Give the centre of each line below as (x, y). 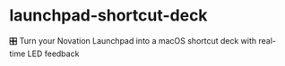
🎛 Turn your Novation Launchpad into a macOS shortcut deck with (133, 40)
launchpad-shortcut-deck (108, 16)
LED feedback (53, 54)
